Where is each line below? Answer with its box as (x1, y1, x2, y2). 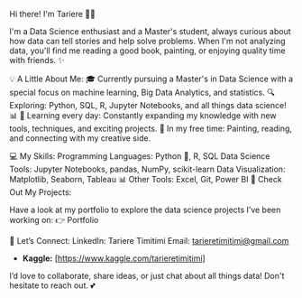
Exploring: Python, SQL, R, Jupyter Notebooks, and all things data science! (9, 100, 287, 110)
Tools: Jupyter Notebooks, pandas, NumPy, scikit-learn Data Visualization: (9, 163, 286, 174)
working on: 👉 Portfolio (9, 215, 99, 225)
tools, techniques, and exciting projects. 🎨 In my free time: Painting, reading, (9, 123, 293, 134)
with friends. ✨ (9, 55, 65, 65)
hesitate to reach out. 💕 (9, 280, 96, 291)
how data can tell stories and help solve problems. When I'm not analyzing (9, 36, 286, 46)
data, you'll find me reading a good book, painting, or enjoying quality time (9, 45, 286, 56)
